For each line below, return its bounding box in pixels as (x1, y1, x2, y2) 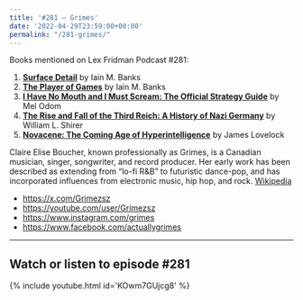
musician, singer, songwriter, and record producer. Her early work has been (9, 157, 291, 168)
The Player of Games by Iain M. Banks (22, 82, 167, 93)
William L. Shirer (22, 120, 84, 131)
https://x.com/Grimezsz (22, 193, 111, 204)
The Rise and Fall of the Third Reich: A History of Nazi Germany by (22, 110, 276, 122)
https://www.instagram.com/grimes (22, 213, 155, 223)
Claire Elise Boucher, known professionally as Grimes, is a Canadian (9, 147, 262, 158)
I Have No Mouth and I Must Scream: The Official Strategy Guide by (22, 91, 280, 102)
